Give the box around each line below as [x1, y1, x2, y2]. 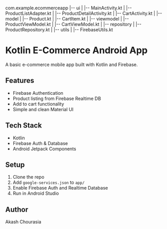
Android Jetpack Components [12, 145, 76, 152]
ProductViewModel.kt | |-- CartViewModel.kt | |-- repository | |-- [5, 21, 142, 27]
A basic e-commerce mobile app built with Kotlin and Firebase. [5, 61, 138, 68]
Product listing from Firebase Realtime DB [12, 95, 101, 101]
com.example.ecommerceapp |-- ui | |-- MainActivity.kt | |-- [5, 5, 132, 11]
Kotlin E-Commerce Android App [5, 45, 148, 56]
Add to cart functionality [12, 100, 65, 107]
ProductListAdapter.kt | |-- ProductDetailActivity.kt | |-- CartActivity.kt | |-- [5, 10, 162, 16]
